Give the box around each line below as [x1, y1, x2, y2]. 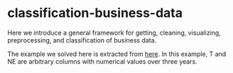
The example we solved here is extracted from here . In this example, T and [7, 50, 227, 58]
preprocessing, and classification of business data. [7, 35, 157, 44]
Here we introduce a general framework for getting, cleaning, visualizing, [7, 28, 222, 37]
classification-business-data [7, 5, 183, 21]
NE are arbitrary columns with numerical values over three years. [7, 57, 197, 65]
